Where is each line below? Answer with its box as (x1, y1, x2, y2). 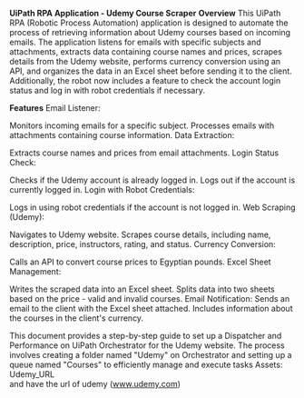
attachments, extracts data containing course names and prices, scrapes (9, 46, 283, 57)
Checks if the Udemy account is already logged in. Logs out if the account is (9, 174, 296, 185)
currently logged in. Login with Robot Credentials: (9, 184, 195, 194)
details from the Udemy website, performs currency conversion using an (9, 56, 281, 66)
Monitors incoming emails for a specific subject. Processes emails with (9, 120, 275, 131)
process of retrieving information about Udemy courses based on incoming (9, 27, 291, 37)
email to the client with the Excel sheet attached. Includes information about (9, 303, 293, 313)
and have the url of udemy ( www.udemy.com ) (9, 379, 181, 389)
